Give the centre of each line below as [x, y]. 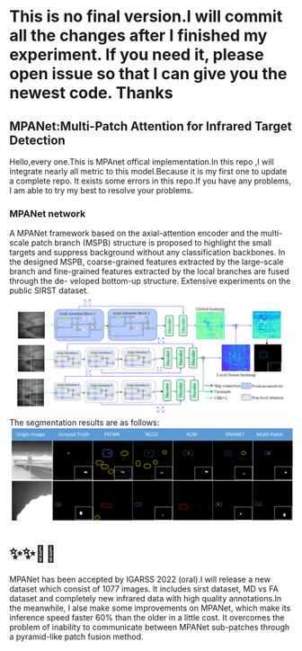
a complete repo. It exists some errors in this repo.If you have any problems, [151, 181]
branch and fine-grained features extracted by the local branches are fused [149, 272]
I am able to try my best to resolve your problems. [102, 190]
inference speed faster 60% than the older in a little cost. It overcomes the [147, 618]
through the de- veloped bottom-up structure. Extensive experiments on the [150, 281]
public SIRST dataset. [49, 290]
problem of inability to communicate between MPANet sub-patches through [150, 628]
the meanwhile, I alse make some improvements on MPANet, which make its [150, 608]
